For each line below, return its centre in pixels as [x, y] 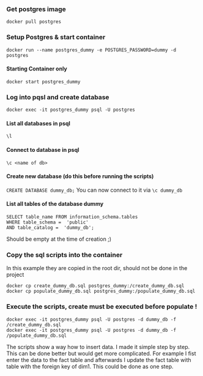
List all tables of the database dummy [55, 204]
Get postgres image [36, 9]
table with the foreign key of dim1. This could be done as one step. [90, 366]
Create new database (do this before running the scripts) [80, 176]
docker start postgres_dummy [43, 81]
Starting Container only [37, 69]
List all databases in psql [38, 123]
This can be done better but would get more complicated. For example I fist [101, 353]
